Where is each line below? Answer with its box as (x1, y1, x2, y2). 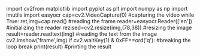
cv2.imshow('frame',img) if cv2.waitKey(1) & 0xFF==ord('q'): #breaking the (6, 37, 191, 43)
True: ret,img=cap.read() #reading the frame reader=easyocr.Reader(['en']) (6, 18, 193, 24)
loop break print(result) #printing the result (6, 43, 112, 50)
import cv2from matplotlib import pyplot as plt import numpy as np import (6, 5, 188, 12)
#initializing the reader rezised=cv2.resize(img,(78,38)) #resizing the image (6, 24, 192, 31)
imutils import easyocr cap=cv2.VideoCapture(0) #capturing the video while (6, 11, 195, 18)
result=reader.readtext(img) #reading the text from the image (6, 30, 157, 38)
